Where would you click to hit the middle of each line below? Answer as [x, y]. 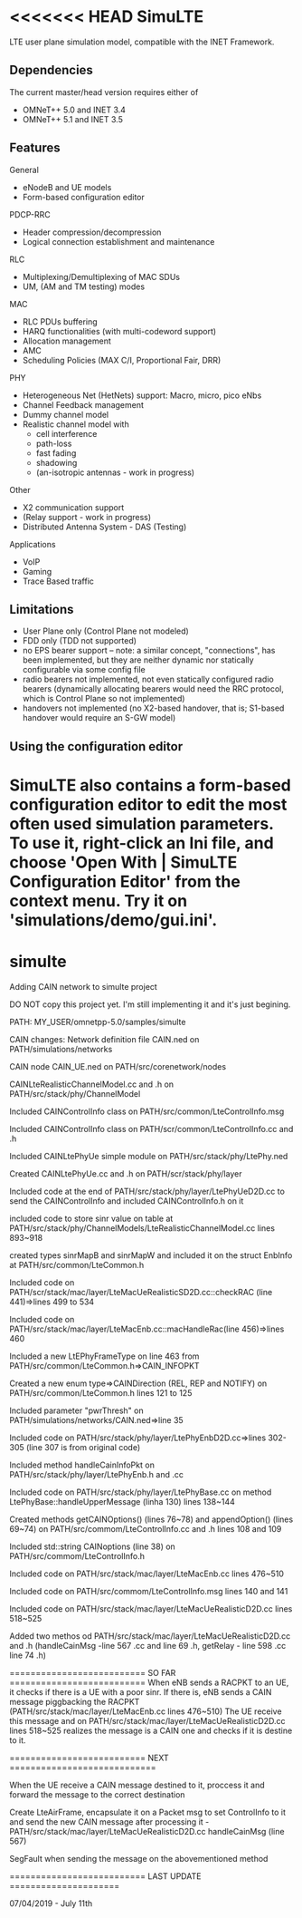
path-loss [54, 443]
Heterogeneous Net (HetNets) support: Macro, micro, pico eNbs [142, 395]
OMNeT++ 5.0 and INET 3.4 [74, 110]
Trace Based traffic [58, 581]
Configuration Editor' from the [125, 882]
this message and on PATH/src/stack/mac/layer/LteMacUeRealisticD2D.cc [147, 1720]
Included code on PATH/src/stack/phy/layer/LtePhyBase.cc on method [141, 1492]
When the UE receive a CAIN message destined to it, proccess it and [137, 1785]
